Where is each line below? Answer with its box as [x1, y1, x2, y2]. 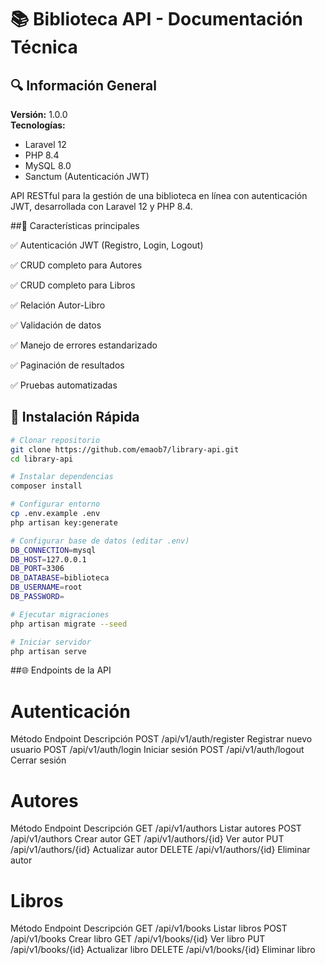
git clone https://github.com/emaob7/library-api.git [10, 444, 240, 455]
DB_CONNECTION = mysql [10, 545, 97, 555]
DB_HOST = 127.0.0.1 [10, 554, 87, 565]
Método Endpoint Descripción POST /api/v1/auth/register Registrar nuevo [10, 733, 313, 745]
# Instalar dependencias [10, 472, 114, 482]
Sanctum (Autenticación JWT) [24, 171, 150, 182]
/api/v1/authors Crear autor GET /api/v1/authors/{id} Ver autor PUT [10, 833, 285, 845]
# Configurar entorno [10, 499, 101, 510]
